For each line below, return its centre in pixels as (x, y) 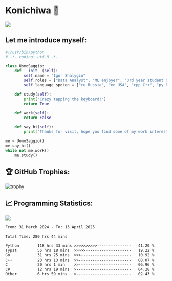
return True (37, 104)
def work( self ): (32, 113)
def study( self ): (33, 94)
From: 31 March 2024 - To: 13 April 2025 (50, 227)
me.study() (26, 155)
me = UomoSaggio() (25, 141)
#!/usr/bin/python (25, 52)
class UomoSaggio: (25, 66)
